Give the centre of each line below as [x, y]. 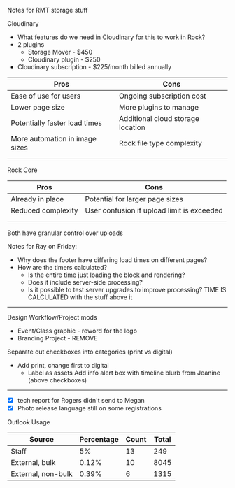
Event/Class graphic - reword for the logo [77, 331]
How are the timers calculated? [62, 267]
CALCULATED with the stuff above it [80, 297]
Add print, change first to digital [63, 365]
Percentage [99, 440]
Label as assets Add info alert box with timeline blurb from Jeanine [124, 373]
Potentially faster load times [57, 123]
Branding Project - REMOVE [57, 338]
